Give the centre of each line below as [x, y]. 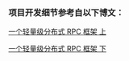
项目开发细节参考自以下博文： [67, 12]
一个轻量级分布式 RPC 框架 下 [57, 49]
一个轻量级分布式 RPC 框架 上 [57, 32]
